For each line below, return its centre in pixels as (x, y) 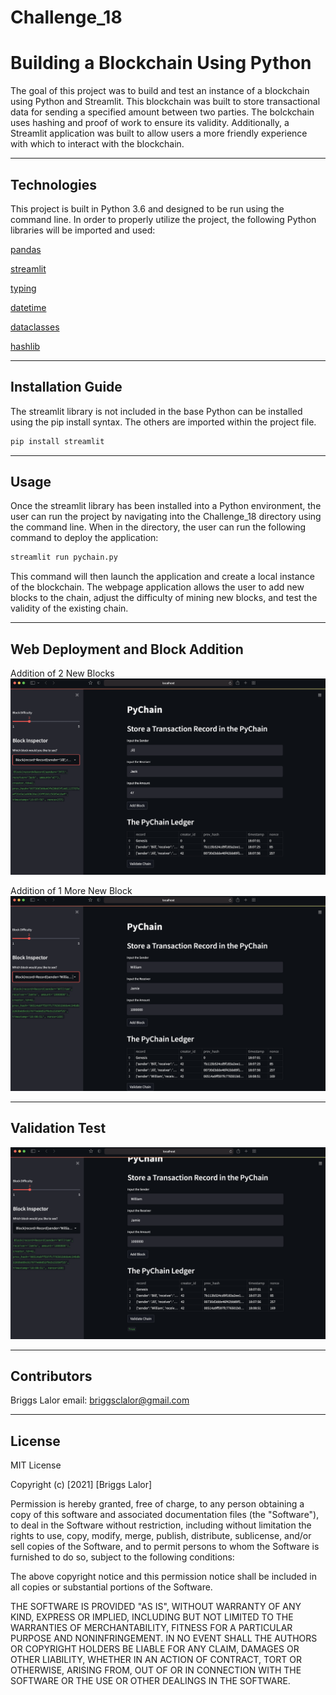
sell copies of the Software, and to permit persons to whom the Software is (165, 1547)
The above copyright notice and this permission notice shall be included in (163, 1577)
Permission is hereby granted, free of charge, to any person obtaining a (157, 1504)
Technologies (54, 184)
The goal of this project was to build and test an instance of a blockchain (160, 91)
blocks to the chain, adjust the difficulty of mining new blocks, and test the (164, 598)
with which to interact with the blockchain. (97, 144)
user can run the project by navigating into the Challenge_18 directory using (166, 517)
